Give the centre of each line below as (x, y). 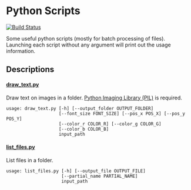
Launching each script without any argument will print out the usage (89, 45)
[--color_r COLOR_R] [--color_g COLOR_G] (110, 124)
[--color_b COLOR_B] (84, 129)
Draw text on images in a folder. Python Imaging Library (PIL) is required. (94, 98)
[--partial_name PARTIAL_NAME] (100, 176)
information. (21, 51)
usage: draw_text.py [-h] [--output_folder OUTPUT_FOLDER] (80, 108)
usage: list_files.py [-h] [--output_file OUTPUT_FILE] (76, 171)
